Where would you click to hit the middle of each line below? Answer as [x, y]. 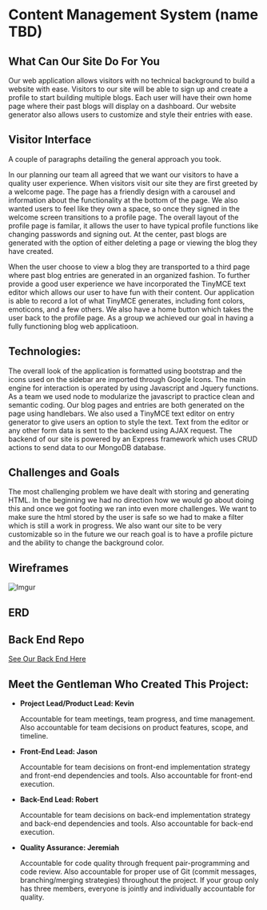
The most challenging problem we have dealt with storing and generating [129, 492]
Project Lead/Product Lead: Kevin [77, 703]
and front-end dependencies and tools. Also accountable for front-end [136, 775]
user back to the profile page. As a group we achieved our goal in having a [131, 317]
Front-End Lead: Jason [58, 751]
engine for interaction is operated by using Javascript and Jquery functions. [133, 388]
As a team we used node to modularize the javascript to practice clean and [132, 396]
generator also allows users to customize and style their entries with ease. [131, 115]
